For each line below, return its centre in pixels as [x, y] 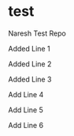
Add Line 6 [26, 125]
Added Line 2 [30, 64]
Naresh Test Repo [37, 33]
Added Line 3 [30, 79]
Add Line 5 [26, 110]
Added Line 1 [29, 48]
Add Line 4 [26, 94]
